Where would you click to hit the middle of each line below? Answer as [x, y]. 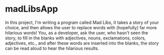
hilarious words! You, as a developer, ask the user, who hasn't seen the [77, 33]
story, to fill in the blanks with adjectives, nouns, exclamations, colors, [75, 38]
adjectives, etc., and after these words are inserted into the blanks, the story [82, 43]
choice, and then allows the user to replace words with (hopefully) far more [81, 27]
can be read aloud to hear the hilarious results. [52, 48]
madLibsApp [32, 9]
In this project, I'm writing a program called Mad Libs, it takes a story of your [82, 22]
